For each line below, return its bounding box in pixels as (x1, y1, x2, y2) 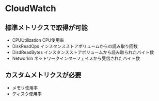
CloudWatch (5, 3, 57, 14)
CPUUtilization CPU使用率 (12, 37, 64, 43)
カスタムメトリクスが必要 (5, 71, 81, 79)
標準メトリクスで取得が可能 (5, 23, 88, 32)
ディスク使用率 (12, 91, 42, 97)
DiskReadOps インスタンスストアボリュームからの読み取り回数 (12, 43, 138, 49)
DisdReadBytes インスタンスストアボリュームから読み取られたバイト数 (12, 50, 154, 55)
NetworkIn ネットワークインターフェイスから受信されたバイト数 (12, 55, 140, 61)
